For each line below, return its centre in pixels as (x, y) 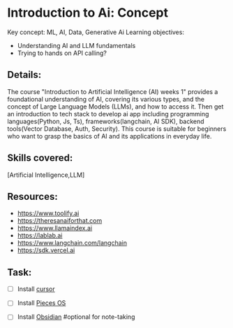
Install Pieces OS (42, 303)
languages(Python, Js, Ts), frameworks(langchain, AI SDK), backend (106, 121)
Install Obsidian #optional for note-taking (76, 317)
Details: (24, 75)
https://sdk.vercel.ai (46, 250)
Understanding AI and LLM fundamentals (76, 45)
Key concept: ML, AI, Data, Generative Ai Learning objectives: (96, 32)
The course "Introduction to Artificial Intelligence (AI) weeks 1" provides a (113, 91)
